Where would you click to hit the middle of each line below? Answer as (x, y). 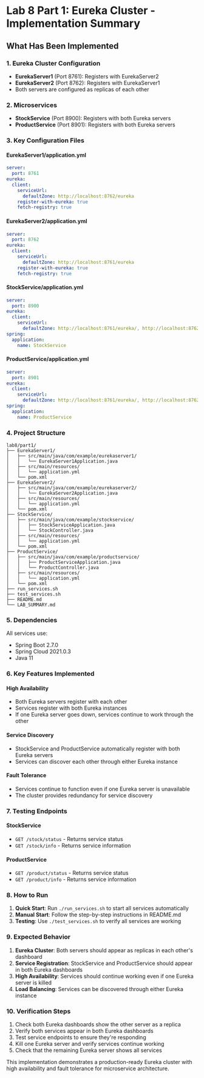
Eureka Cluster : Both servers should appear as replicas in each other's (104, 950)
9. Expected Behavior (39, 937)
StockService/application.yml (45, 287)
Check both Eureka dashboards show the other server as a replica (98, 1024)
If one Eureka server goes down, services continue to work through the (104, 715)
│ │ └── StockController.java (50, 530)
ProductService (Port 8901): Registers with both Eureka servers (95, 125)
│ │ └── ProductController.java (53, 568)
